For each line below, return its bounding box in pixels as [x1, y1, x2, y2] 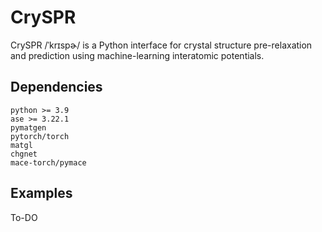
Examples [10, 185, 73, 202]
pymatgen [10, 122, 47, 133]
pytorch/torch [10, 131, 70, 141]
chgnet [10, 149, 38, 159]
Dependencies [10, 79, 103, 96]
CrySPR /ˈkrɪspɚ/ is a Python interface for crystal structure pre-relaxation [10, 39, 313, 51]
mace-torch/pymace [10, 157, 87, 168]
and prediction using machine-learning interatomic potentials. [10, 49, 265, 61]
